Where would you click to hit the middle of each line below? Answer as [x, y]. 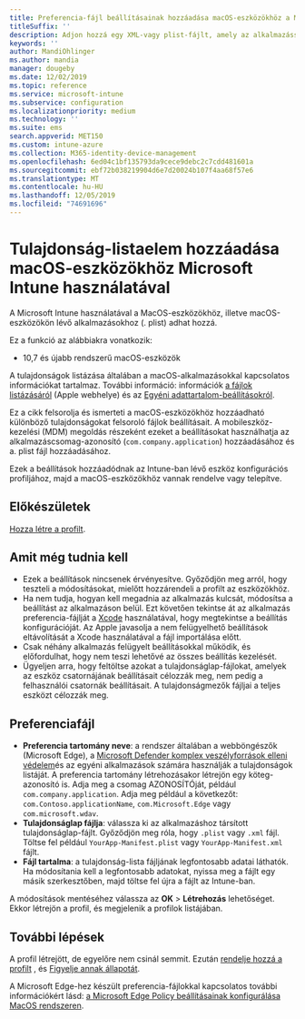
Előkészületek [50, 507]
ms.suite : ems [36, 128]
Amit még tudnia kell [69, 557]
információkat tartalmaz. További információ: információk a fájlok [131, 385]
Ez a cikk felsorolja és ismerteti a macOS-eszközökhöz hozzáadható [137, 412]
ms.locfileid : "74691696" [58, 204]
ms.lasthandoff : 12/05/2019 [63, 196]
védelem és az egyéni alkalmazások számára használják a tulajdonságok [157, 765]
